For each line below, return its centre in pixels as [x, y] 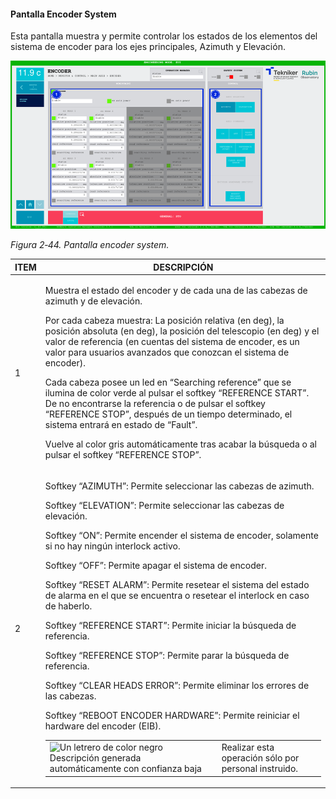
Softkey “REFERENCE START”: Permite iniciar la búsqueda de [170, 626]
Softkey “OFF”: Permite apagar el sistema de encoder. [155, 566]
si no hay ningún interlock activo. [112, 546]
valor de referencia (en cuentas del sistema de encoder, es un [172, 342]
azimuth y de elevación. [93, 301]
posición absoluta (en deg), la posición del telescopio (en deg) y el [182, 331]
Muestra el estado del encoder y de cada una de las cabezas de [176, 291]
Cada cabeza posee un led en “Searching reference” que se [168, 382]
